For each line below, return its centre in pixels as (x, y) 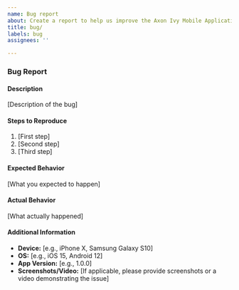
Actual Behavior (32, 200)
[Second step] (38, 144)
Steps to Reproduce (37, 120)
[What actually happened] (46, 216)
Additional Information (42, 232)
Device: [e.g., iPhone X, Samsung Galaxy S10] (85, 248)
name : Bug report (33, 14)
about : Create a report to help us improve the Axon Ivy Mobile (105, 21)
